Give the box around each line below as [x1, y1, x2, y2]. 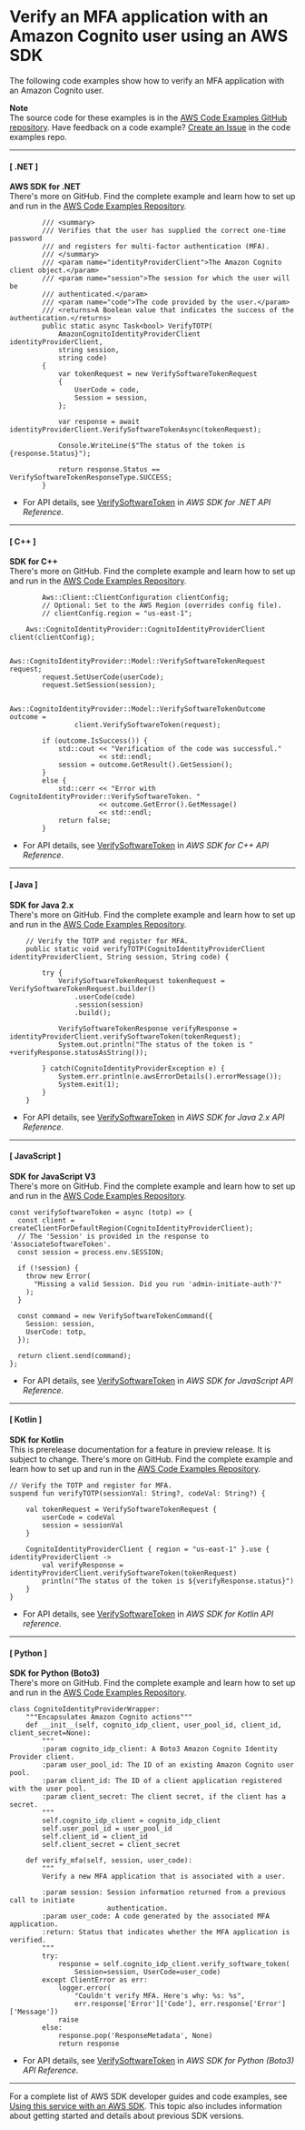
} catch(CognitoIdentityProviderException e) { [42, 1063, 225, 1073]
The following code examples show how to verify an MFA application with [9, 75, 284, 86]
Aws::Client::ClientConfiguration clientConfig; [42, 593, 230, 603]
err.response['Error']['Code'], [74, 2000, 197, 2009]
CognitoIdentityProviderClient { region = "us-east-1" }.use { [25, 1545, 271, 1554]
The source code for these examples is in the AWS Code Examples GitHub [9, 112, 288, 123]
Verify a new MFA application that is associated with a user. [42, 1872, 286, 1881]
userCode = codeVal [42, 1513, 116, 1522]
